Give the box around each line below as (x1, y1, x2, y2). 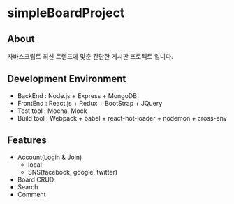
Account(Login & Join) (17, 153, 82, 161)
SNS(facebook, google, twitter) (27, 168, 117, 176)
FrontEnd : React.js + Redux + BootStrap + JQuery (17, 99, 163, 107)
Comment (17, 190, 46, 198)
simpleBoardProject (7, 5, 125, 21)
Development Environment (7, 73, 126, 85)
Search (17, 182, 38, 191)
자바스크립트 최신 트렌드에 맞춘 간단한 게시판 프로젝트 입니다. (7, 53, 173, 60)
